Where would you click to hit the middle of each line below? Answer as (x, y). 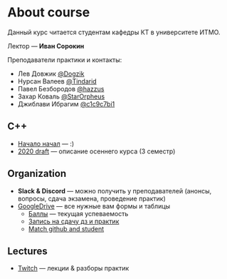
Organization (37, 174)
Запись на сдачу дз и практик (74, 221)
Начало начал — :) (46, 143)
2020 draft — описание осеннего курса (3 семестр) (96, 151)
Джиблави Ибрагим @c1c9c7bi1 (66, 103)
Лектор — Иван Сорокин (46, 46)
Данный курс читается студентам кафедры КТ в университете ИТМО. (114, 32)
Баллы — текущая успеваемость (78, 213)
